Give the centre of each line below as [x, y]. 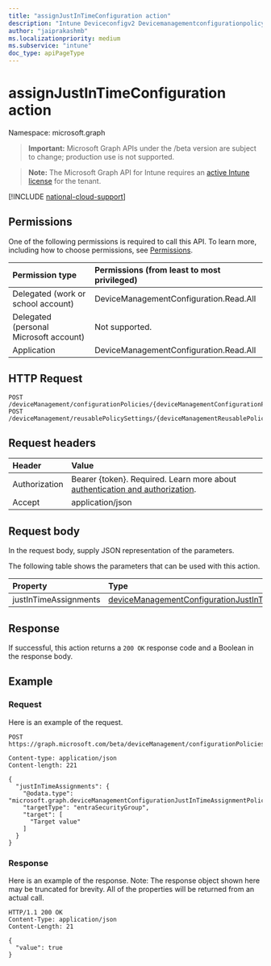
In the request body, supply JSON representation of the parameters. [121, 551]
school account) [43, 303]
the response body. [41, 656]
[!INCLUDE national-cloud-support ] [67, 196]
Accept [26, 502]
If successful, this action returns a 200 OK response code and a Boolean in [131, 647]
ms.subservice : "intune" [50, 46]
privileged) [116, 280]
